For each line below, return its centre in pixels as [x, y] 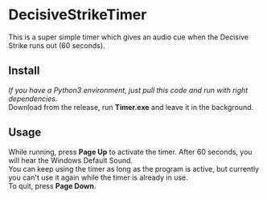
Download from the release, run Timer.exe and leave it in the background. [131, 107]
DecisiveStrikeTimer [78, 15]
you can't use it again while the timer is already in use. [99, 177]
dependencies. [33, 99]
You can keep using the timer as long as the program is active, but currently [134, 169]
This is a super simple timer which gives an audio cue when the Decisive [129, 37]
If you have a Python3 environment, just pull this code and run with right [128, 90]
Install [24, 71]
